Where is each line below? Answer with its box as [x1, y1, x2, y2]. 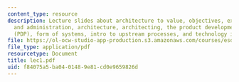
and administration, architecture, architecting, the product [14, 24, 202, 31]
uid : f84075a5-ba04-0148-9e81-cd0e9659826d [7, 63, 139, 71]
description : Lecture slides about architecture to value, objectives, [7, 17, 224, 24]
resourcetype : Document [7, 51, 78, 58]
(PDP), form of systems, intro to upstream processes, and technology [14, 30, 228, 38]
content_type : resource [7, 10, 78, 18]
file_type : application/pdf [7, 43, 91, 51]
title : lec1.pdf [7, 57, 55, 64]
